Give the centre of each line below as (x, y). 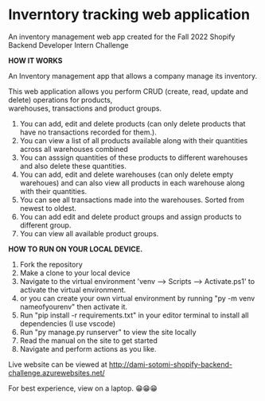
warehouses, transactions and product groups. (85, 108)
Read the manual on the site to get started (88, 341)
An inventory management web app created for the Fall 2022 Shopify (122, 37)
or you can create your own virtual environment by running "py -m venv (137, 298)
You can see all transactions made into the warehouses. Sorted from (132, 200)
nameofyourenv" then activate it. (74, 306)
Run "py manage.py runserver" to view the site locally (108, 332)
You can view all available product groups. (89, 233)
